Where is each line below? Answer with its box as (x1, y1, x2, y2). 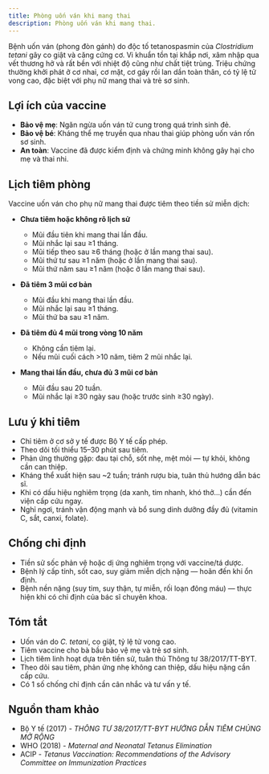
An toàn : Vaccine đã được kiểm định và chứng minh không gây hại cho (19, 145, 255, 155)
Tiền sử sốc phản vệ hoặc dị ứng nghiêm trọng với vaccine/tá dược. (19, 558, 244, 567)
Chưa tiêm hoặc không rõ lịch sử (19, 215, 131, 224)
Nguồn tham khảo (8, 702, 100, 716)
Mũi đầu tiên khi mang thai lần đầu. (31, 230, 149, 240)
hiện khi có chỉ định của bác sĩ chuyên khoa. (19, 592, 168, 601)
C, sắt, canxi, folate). (19, 513, 89, 522)
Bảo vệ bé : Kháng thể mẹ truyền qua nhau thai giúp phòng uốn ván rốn (19, 129, 255, 138)
